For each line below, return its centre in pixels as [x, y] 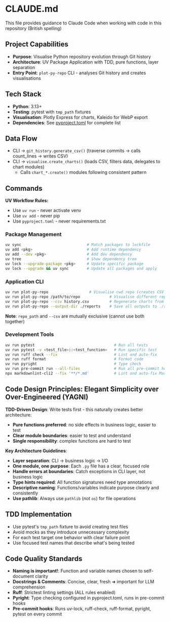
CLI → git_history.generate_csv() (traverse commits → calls [76, 151]
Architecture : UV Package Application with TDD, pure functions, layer [86, 62]
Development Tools [30, 334]
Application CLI [25, 282]
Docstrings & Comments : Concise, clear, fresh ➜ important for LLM [83, 582]
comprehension [29, 587]
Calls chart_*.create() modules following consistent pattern [83, 172]
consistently [25, 493]
